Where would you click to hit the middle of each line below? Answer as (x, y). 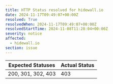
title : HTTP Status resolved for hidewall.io (54, 10)
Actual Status (78, 65)
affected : (16, 39)
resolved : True (21, 19)
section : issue (21, 48)
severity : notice (24, 34)
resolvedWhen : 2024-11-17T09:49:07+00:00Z (51, 24)
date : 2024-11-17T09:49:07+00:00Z (42, 15)
